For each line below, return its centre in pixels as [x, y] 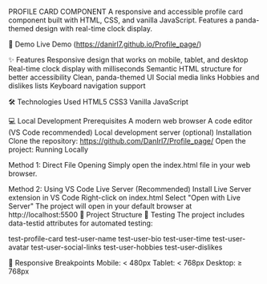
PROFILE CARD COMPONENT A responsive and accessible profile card [125, 12]
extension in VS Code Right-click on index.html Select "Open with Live [124, 197]
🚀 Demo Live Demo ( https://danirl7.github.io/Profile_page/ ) [105, 44]
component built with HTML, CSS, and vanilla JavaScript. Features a [121, 20]
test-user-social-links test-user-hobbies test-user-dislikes [127, 247]
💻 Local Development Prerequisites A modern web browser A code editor [130, 121]
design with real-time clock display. [93, 28]
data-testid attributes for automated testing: [81, 223]
